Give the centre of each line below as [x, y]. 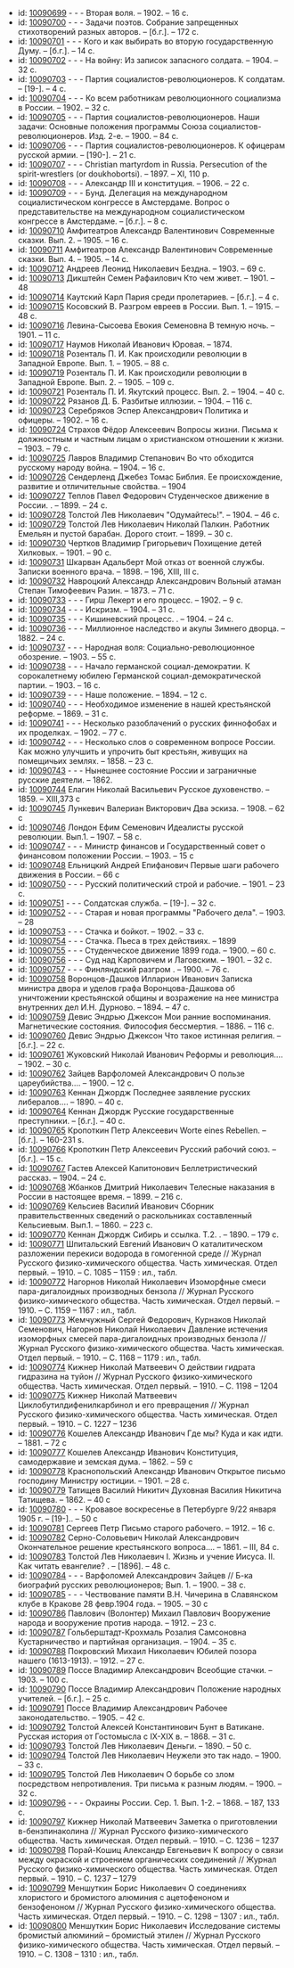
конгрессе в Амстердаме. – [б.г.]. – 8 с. [92, 221]
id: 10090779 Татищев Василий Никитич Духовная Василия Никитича [150, 1490]
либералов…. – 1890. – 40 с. [70, 1102]
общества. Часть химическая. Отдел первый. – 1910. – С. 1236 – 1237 [148, 1841]
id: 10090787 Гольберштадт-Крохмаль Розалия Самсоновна [132, 1632]
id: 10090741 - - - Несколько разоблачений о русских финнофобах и [147, 723]
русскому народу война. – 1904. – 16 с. [91, 467]
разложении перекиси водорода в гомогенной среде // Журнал [139, 1253]
